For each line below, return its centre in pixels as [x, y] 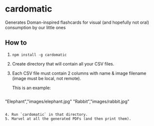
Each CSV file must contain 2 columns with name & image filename [79, 73]
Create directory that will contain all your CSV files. [63, 63]
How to [16, 43]
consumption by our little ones [35, 27]
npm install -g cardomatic [39, 55]
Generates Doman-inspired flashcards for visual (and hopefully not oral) [77, 22]
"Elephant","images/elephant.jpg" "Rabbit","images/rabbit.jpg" [67, 101]
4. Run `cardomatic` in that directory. [47, 114]
